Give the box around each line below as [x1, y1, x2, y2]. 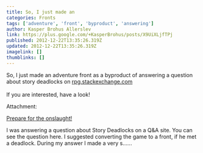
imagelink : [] [6, 49, 43, 55]
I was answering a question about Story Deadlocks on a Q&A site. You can [6, 126, 193, 133]
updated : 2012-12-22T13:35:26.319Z [6, 43, 97, 50]
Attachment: [6, 102, 38, 110]
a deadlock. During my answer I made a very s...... [6, 139, 132, 147]
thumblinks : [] [6, 54, 45, 61]
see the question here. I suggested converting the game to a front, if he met [6, 133, 197, 140]
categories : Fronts [6, 15, 56, 21]
